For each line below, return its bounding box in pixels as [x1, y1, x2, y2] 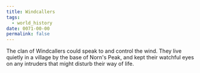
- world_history [11, 20, 53, 26]
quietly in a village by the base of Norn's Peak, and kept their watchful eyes [6, 54, 195, 61]
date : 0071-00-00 [6, 25, 50, 32]
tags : [6, 14, 20, 20]
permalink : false [6, 31, 50, 37]
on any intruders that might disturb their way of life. [6, 60, 134, 68]
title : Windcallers [6, 8, 56, 15]
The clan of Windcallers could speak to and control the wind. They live [6, 47, 182, 54]
